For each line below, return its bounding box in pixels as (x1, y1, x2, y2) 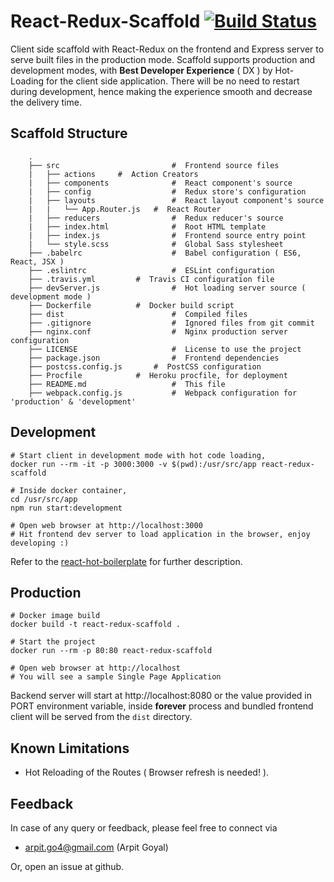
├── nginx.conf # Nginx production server (28, 326, 288, 337)
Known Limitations (10, 740, 130, 757)
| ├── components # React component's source (28, 178, 293, 188)
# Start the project (10, 637, 97, 647)
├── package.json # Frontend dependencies (28, 353, 280, 363)
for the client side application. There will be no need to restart (46, 75, 300, 87)
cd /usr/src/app (10, 494, 78, 504)
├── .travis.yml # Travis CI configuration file (28, 274, 275, 284)
